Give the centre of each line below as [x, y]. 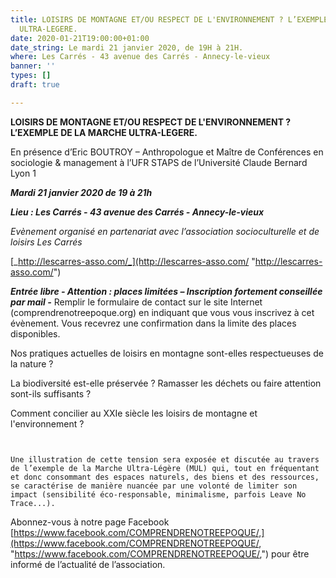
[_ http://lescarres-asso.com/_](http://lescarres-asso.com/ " [133, 261]
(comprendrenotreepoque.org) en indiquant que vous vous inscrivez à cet [162, 312]
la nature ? [32, 363]
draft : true [35, 85]
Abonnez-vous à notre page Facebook [90, 522]
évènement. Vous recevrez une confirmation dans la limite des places [153, 323]
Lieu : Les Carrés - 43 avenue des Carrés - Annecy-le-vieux [137, 212]
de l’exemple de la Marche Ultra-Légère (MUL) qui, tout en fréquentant [165, 468]
